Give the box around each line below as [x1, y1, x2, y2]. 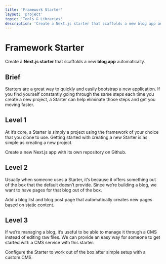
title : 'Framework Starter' [5, 7, 63, 12]
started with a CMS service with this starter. [5, 240, 94, 246]
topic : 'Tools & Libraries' [5, 16, 63, 21]
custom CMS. [5, 255, 33, 261]
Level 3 [5, 216, 28, 225]
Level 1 [5, 116, 27, 124]
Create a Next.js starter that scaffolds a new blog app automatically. [5, 59, 146, 65]
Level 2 [5, 163, 28, 172]
